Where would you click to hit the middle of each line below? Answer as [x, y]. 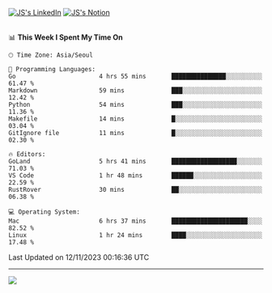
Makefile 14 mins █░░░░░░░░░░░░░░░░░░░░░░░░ [136, 119]
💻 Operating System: [45, 212]
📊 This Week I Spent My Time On [66, 37]
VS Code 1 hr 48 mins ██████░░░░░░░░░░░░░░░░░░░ [136, 176]
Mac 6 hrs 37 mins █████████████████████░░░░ [136, 221]
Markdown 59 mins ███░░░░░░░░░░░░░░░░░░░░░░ [136, 91]
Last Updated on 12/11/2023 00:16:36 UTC [79, 257]
